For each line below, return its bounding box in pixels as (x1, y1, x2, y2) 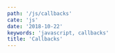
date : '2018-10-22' (7, 23, 63, 30)
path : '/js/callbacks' (7, 10, 72, 17)
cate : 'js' (7, 17, 39, 23)
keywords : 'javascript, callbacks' (7, 29, 109, 36)
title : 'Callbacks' (7, 36, 63, 43)
